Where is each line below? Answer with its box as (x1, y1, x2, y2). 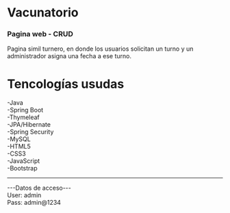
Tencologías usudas (7, 76, 125, 92)
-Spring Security (7, 128, 54, 136)
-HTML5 (7, 142, 31, 151)
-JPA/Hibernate (7, 121, 51, 129)
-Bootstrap (7, 164, 38, 173)
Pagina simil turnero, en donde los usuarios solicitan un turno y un (7, 45, 194, 53)
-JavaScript (7, 157, 40, 165)
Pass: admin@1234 (7, 199, 62, 207)
